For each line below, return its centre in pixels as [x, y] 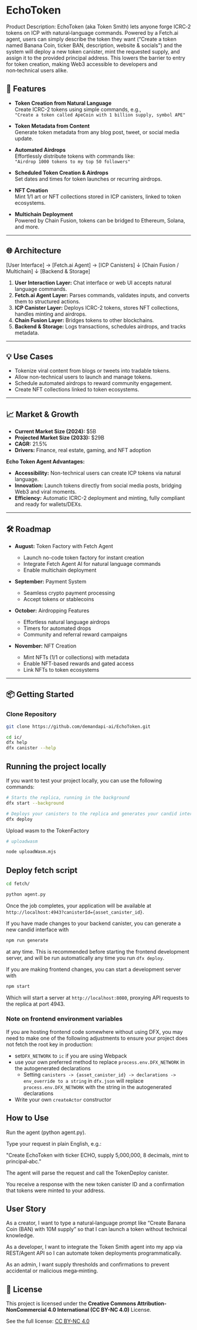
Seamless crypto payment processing [69, 593]
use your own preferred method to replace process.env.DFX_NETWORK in [100, 1062]
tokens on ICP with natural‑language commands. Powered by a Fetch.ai [92, 32]
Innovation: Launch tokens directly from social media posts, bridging [98, 486]
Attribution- [152, 1304]
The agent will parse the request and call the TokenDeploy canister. [87, 1173]
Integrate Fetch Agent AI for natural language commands [92, 564]
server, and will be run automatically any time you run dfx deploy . [85, 958]
